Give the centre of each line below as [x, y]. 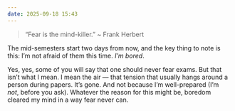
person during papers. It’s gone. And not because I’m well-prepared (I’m [113, 84]
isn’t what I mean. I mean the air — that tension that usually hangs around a [118, 77]
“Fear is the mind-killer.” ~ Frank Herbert [84, 34]
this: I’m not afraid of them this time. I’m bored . [76, 55]
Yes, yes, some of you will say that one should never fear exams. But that [115, 69]
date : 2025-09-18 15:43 [43, 14]
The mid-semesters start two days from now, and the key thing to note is [114, 48]
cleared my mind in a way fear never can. [68, 100]
